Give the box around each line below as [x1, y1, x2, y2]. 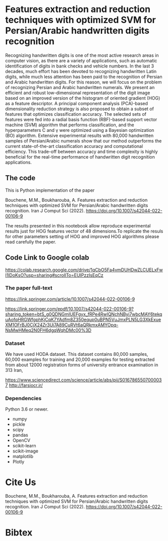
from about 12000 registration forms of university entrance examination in [5, 362, 158, 368]
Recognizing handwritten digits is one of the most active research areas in [5, 52, 159, 58]
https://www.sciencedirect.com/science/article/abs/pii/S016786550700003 [5, 377, 162, 383]
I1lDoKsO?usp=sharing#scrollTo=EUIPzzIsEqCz [5, 272, 104, 278]
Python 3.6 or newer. [5, 406, 49, 412]
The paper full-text [5, 284, 53, 291]
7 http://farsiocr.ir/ [5, 382, 43, 389]
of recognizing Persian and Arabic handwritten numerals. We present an [5, 84, 155, 90]
